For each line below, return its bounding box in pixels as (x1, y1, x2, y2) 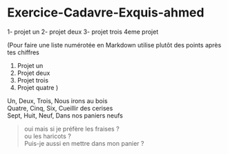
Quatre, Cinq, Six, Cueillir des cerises (7, 104, 113, 112)
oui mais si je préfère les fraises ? (23, 124, 120, 133)
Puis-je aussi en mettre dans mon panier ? (23, 139, 144, 147)
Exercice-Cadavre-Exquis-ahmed (7, 5, 205, 21)
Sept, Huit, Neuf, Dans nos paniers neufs (7, 111, 123, 120)
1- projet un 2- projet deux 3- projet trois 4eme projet (7, 27, 159, 36)
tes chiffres (7, 48, 40, 56)
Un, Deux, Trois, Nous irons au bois (7, 96, 108, 104)
